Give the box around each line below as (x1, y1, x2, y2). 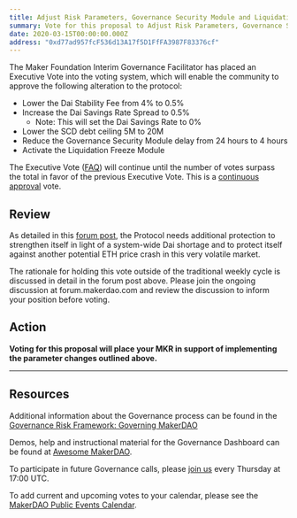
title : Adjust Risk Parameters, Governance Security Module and (9, 12, 251, 22)
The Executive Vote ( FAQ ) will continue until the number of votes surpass (9, 162, 276, 173)
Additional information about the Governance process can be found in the (9, 410, 278, 421)
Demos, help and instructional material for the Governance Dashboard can (9, 437, 280, 447)
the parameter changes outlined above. (9, 352, 157, 363)
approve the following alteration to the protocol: (9, 81, 183, 91)
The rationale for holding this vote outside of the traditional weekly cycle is (9, 267, 281, 277)
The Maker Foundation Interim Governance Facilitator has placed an (9, 62, 256, 73)
